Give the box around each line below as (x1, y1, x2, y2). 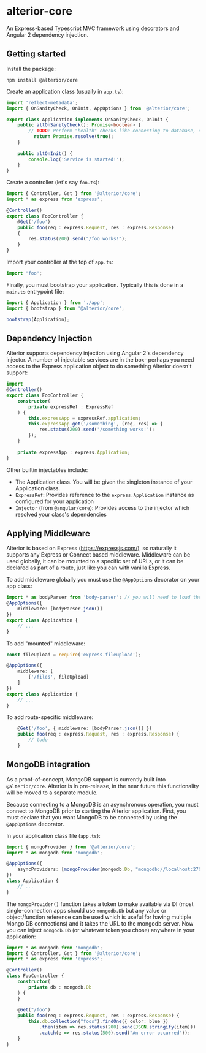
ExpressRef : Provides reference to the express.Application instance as (15, 491, 194, 498)
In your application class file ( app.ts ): (6, 832, 101, 839)
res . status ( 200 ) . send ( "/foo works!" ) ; (28, 236, 128, 242)
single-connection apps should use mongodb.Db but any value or (6, 907, 167, 914)
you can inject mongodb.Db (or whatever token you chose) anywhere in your (6, 926, 195, 933)
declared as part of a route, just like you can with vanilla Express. (6, 564, 170, 571)
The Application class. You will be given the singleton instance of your (15, 478, 193, 485)
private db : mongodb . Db (28, 984, 92, 990)
